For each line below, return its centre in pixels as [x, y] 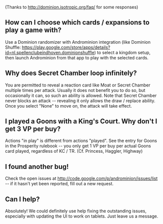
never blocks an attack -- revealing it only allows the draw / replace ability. [80, 101]
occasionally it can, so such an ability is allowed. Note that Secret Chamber [81, 95]
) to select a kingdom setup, [122, 52]
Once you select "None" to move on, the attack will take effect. [69, 106]
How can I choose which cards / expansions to [77, 22]
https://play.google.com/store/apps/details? [66, 47]
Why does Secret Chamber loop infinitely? [71, 73]
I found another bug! [37, 167]
